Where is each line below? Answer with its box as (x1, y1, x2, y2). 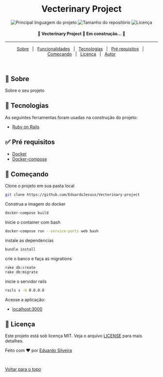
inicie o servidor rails (5, 278, 47, 284)
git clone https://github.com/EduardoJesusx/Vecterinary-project (5, 192, 140, 197)
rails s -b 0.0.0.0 (5, 288, 45, 292)
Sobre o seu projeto (5, 87, 45, 93)
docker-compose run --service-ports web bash (5, 229, 98, 234)
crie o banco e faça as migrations (5, 256, 72, 261)
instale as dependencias (5, 238, 54, 243)
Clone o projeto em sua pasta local (5, 183, 75, 189)
